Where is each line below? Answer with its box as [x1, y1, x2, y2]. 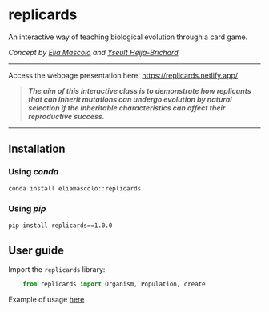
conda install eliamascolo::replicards [8, 184, 142, 193]
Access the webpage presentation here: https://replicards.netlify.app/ [8, 70, 239, 80]
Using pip [8, 203, 46, 214]
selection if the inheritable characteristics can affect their [27, 102, 226, 113]
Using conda [8, 166, 59, 178]
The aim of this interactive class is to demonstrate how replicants [27, 86, 252, 95]
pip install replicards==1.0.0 [8, 222, 113, 230]
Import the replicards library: [8, 265, 106, 274]
